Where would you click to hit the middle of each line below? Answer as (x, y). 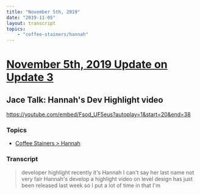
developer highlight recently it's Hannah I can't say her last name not (108, 172)
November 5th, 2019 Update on (87, 65)
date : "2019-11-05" (31, 18)
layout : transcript (31, 23)
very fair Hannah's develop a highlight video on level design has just (107, 179)
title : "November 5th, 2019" (43, 12)
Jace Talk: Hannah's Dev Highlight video (85, 100)
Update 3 (30, 77)
